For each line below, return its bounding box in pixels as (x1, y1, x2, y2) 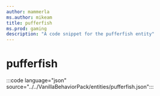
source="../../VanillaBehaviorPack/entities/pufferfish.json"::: (6, 83, 154, 91)
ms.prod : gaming (6, 25, 47, 32)
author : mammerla (6, 8, 50, 15)
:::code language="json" (6, 77, 67, 84)
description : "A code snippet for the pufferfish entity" (6, 31, 155, 37)
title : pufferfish (6, 20, 52, 26)
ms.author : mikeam (6, 14, 52, 20)
